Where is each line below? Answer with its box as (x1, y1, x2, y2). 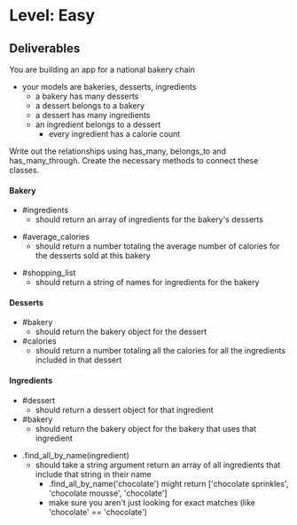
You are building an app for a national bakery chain (9, 64, 195, 75)
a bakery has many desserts (35, 91, 139, 101)
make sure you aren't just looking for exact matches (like (48, 497, 255, 507)
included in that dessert (35, 354, 122, 365)
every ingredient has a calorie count (48, 129, 181, 139)
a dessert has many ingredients (35, 110, 151, 120)
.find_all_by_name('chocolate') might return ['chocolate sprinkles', (48, 478, 289, 489)
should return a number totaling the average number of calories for (35, 241, 281, 251)
